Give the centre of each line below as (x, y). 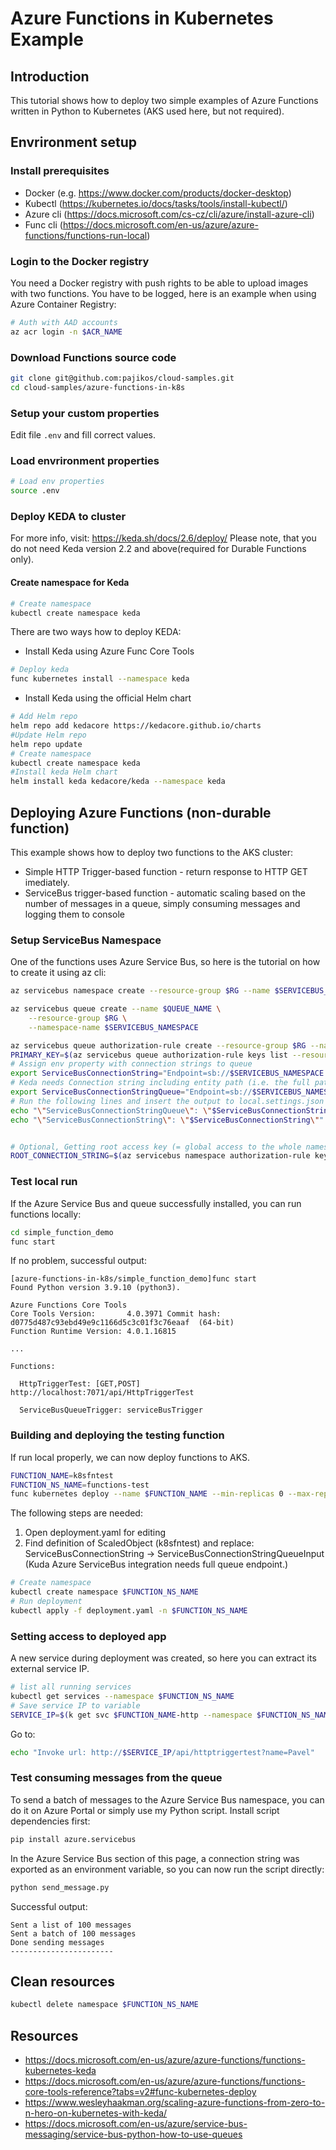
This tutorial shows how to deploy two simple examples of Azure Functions (164, 100)
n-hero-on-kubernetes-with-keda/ (96, 2113)
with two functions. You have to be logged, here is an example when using (163, 293)
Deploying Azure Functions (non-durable (141, 812)
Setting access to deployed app (88, 1636)
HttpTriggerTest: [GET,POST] (80, 1384)
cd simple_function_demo (62, 1232)
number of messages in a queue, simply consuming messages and (162, 903)
